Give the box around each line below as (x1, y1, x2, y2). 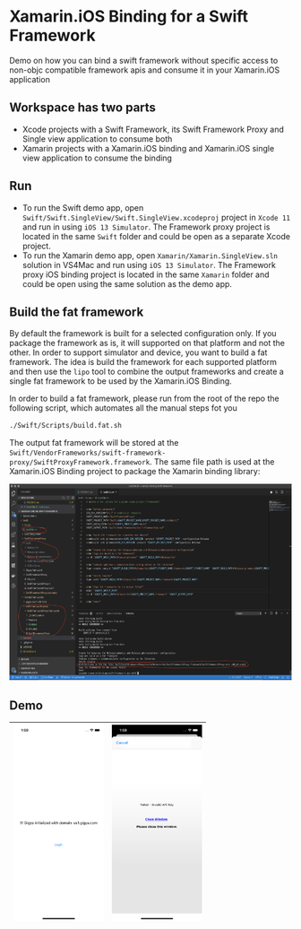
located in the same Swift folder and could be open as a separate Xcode (21, 230, 291, 241)
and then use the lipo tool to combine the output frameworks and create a (9, 366, 284, 378)
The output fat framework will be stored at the (9, 438, 179, 448)
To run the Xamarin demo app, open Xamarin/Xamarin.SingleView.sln (21, 249, 278, 261)
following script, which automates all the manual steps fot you (9, 403, 237, 413)
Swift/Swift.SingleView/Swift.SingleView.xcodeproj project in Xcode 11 (21, 212, 291, 222)
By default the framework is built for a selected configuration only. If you (9, 328, 277, 339)
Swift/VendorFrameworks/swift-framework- (9, 448, 167, 458)
